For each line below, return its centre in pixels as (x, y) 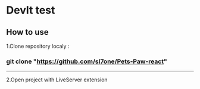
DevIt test (31, 10)
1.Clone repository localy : (38, 46)
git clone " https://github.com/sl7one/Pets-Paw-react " (87, 61)
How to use (27, 32)
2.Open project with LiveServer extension (57, 80)
